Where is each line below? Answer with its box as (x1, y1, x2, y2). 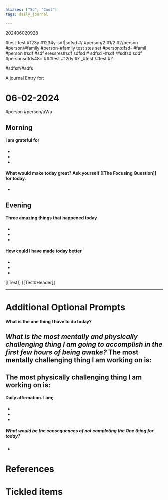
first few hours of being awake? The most (5, 348, 139, 357)
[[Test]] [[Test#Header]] (5, 280, 55, 286)
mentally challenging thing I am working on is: (5, 356, 152, 364)
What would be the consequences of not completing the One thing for (5, 428, 154, 434)
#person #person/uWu (5, 109, 53, 115)
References (5, 463, 54, 474)
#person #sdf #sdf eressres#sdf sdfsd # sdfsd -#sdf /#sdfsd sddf (5, 50, 142, 56)
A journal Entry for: (5, 75, 44, 81)
